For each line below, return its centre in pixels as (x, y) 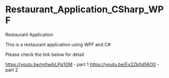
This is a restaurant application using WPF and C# (58, 44)
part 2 (12, 70)
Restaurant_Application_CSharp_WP (84, 9)
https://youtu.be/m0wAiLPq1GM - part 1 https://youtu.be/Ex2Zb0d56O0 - (82, 64)
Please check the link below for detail (45, 54)
